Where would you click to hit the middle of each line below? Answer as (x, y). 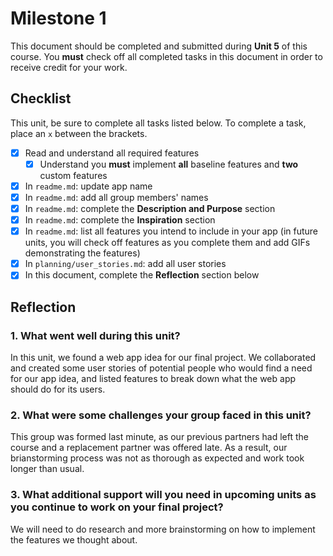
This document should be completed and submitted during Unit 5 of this (159, 46)
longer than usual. (47, 469)
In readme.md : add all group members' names (116, 197)
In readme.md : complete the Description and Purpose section (150, 208)
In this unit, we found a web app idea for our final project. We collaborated (163, 357)
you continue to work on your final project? (117, 507)
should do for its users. (58, 389)
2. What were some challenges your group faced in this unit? (161, 415)
